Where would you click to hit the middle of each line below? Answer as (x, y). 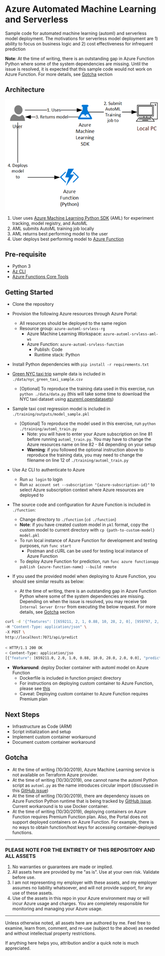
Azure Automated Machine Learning (81, 9)
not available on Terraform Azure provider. (55, 775)
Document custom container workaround (54, 742)
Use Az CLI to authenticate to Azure (48, 470)
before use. (24, 878)
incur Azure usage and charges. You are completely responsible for (80, 904)
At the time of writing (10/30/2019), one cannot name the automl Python (85, 780)
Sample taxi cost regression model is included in (61, 409)
